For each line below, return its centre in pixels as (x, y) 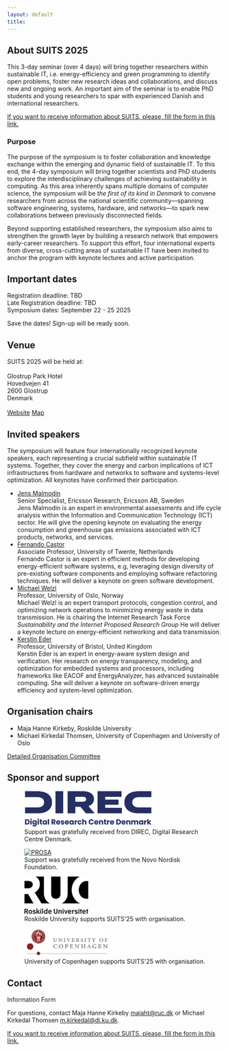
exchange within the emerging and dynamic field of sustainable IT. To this (111, 164)
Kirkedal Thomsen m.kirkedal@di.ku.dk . (63, 1020)
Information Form (31, 1000)
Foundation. (41, 867)
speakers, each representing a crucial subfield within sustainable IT (102, 458)
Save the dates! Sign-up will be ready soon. (68, 323)
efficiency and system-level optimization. (75, 691)
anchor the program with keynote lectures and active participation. (101, 257)
